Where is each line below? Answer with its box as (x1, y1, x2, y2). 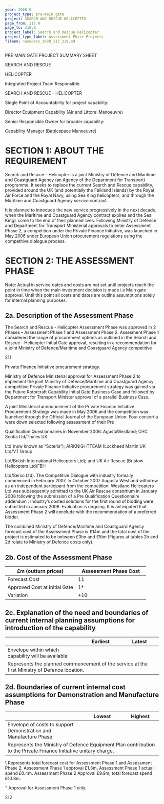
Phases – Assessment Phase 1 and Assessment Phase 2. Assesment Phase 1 (5, 330, 159, 335)
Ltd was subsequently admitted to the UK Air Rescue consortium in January (5, 488, 158, 494)
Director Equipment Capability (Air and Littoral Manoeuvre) (5, 109, 123, 115)
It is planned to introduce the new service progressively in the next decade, (5, 207, 157, 213)
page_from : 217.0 (5, 21, 41, 26)
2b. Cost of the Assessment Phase (5, 553, 112, 561)
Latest (132, 638, 147, 645)
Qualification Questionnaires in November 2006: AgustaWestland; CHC (5, 429, 148, 434)
